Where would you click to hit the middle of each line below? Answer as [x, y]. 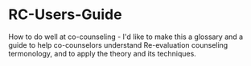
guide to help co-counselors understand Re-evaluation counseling [118, 45]
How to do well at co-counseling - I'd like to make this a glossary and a [126, 37]
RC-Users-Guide [65, 15]
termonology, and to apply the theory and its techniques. [103, 53]
